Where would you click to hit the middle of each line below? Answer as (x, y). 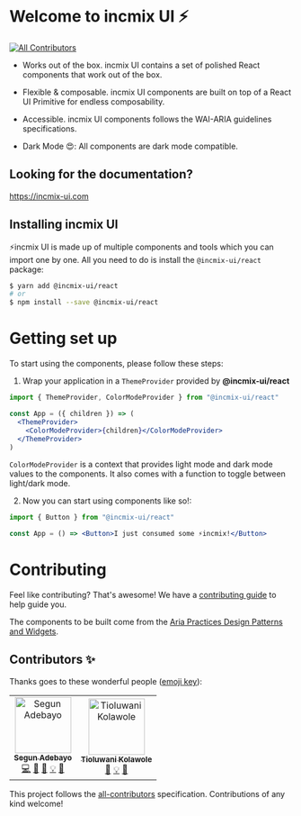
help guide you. (38, 604)
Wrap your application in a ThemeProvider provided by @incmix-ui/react (156, 381)
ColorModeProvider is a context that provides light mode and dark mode (141, 465)
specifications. (49, 128)
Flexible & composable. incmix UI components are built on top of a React (157, 92)
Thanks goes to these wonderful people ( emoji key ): (106, 681)
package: (27, 269)
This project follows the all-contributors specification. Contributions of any (147, 793)
